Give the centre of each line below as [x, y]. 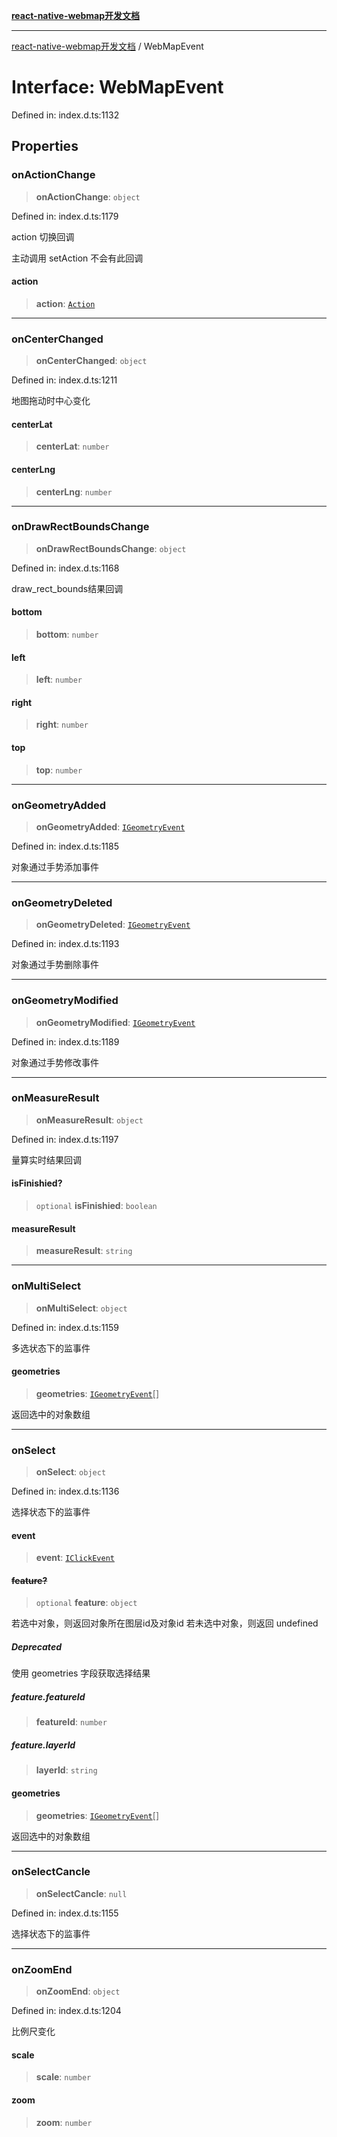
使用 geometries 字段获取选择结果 [81, 1673]
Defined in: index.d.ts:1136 [65, 1491]
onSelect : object [71, 1472]
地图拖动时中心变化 [51, 401]
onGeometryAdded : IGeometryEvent [110, 826]
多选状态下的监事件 [51, 1348]
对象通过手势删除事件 [55, 965]
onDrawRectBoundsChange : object [111, 548]
